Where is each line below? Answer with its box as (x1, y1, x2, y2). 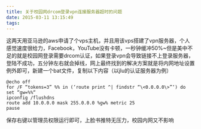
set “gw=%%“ (6, 89, 36, 96)
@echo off (6, 79, 31, 85)
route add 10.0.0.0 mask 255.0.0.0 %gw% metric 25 (6, 100, 135, 106)
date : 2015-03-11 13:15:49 (6, 14, 74, 20)
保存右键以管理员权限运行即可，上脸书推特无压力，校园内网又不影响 (6, 116, 174, 124)
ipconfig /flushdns (6, 95, 55, 101)
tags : (6, 20, 20, 26)
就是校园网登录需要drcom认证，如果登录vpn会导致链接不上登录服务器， (16, 52, 194, 59)
